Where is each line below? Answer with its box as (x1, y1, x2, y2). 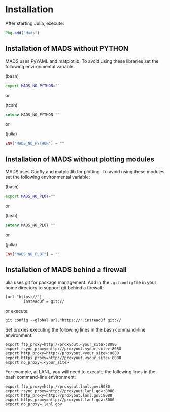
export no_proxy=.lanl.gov (5, 401, 62, 407)
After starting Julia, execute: (5, 20, 64, 26)
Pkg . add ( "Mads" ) (5, 30, 40, 35)
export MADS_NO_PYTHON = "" (5, 83, 60, 88)
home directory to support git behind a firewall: (5, 284, 104, 291)
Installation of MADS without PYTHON (5, 44, 128, 53)
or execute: (5, 308, 29, 314)
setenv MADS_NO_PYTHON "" (5, 112, 60, 117)
